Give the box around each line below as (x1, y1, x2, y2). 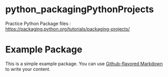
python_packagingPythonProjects (5, 4, 154, 15)
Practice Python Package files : (5, 20, 71, 27)
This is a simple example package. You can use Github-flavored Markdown (5, 60, 163, 67)
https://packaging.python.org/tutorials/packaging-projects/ (5, 25, 130, 32)
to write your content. (5, 66, 51, 72)
